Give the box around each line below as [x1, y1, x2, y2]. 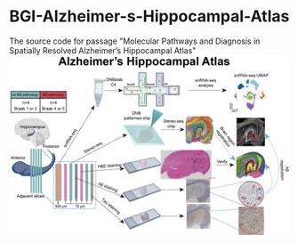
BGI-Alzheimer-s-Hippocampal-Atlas [9, 6, 290, 27]
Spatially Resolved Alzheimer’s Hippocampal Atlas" [9, 45, 197, 55]
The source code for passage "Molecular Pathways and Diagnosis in [9, 36, 261, 46]
